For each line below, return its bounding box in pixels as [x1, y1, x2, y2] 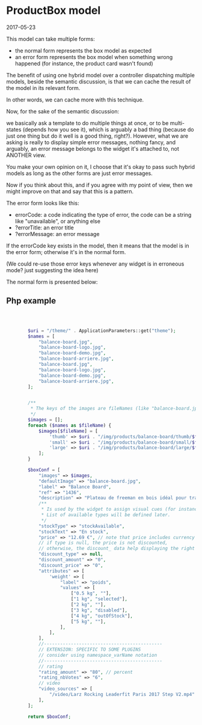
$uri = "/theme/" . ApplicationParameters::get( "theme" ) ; [28, 327, 176, 334]
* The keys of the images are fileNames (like [30, 406, 149, 412]
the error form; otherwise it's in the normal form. [6, 248, 126, 255]
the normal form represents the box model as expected [14, 46, 152, 54]
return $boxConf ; [28, 714, 71, 720]
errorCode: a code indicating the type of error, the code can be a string [14, 211, 192, 218]
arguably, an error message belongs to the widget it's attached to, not [6, 145, 179, 152]
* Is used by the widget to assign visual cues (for [41, 506, 176, 513]
